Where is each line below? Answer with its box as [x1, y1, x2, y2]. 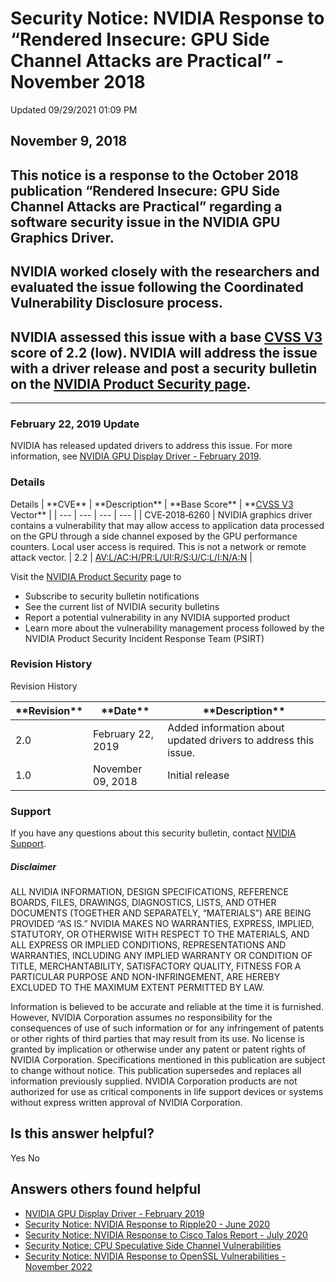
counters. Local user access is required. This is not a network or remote [10, 540, 307, 552]
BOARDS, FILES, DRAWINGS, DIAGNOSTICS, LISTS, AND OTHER [10, 897, 277, 909]
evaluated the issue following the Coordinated [10, 279, 304, 296]
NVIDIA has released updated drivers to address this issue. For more [10, 440, 293, 452]
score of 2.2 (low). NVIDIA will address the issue [10, 344, 318, 361]
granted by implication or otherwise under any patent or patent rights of [10, 1043, 307, 1056]
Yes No [10, 1152, 40, 1164]
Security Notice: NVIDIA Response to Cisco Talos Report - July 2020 [24, 1228, 308, 1241]
